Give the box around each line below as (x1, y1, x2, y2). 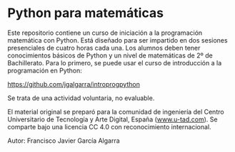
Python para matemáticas (7, 5, 164, 21)
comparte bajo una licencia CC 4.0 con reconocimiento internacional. (7, 122, 212, 131)
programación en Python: (7, 66, 82, 75)
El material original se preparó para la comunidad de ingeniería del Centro (7, 107, 224, 116)
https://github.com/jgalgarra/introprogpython (7, 80, 141, 88)
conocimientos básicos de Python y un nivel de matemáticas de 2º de (7, 51, 213, 60)
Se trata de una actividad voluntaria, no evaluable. (7, 94, 155, 102)
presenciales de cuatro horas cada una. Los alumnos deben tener (7, 43, 201, 52)
